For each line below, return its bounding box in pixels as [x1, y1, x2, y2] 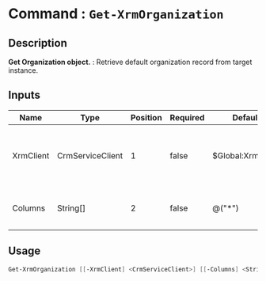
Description [8, 36, 67, 50]
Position [130, 112, 162, 123]
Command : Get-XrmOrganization [8, 5, 224, 23]
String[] [56, 203, 85, 214]
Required [169, 112, 205, 123]
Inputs [8, 89, 41, 102]
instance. [8, 66, 39, 75]
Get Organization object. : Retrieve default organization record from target [8, 57, 253, 66]
